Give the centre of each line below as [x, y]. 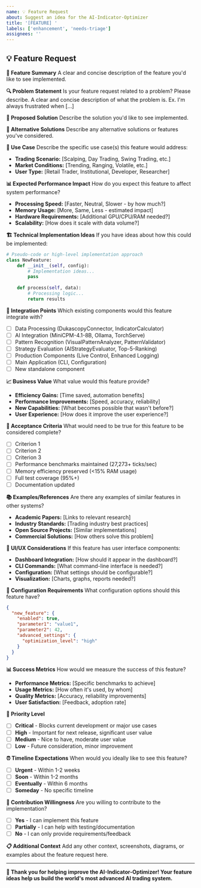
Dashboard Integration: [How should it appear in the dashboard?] [96, 559]
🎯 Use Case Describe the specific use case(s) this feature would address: [97, 147]
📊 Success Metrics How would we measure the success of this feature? [96, 669]
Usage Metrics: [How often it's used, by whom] [74, 690]
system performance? [33, 192]
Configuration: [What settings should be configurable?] [84, 572]
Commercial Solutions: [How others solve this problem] [84, 536]
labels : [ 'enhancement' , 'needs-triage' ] [59, 28]
